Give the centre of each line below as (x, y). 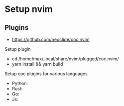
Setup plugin (18, 49)
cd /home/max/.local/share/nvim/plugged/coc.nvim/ (65, 59)
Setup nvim (29, 9)
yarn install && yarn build (37, 64)
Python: (20, 83)
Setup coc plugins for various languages (46, 74)
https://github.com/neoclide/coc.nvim (51, 39)
